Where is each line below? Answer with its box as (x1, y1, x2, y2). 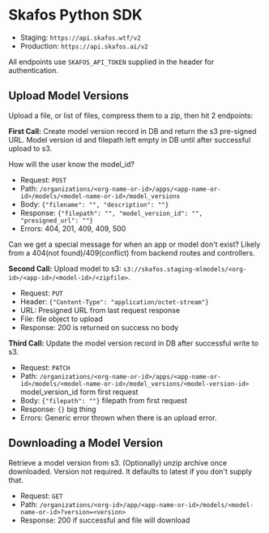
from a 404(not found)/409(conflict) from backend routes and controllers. (8, 247, 255, 257)
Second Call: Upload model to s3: (8, 264, 122, 273)
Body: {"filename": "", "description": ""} (19, 199, 169, 208)
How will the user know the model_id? (8, 159, 135, 169)
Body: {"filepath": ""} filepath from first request (19, 395, 188, 405)
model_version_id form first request (19, 387, 139, 397)
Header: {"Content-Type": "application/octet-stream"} (19, 296, 209, 306)
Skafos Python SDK (8, 6, 143, 24)
